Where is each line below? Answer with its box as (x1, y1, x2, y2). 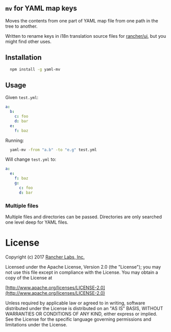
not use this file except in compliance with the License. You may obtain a (5, 269, 158, 275)
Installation (5, 53, 42, 62)
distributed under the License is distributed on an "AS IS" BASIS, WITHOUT (5, 305, 163, 311)
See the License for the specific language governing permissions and (5, 316, 152, 322)
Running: (5, 137, 25, 144)
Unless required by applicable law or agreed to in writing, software (5, 300, 145, 306)
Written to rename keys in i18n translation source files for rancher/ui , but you (5, 33, 166, 39)
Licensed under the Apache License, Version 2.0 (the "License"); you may (5, 264, 161, 270)
